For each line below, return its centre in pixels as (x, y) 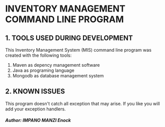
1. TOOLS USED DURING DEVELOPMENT (69, 38)
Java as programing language (43, 70)
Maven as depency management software (56, 65)
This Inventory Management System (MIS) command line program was (78, 50)
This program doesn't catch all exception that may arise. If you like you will (82, 103)
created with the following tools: (38, 55)
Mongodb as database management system (58, 76)
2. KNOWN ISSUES (35, 92)
